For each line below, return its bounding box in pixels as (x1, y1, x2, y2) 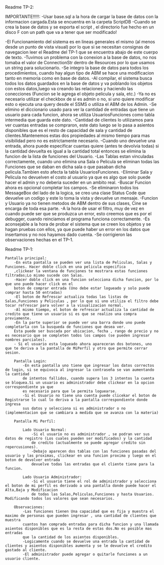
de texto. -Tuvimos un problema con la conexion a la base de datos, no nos (5, 54, 157, 60)
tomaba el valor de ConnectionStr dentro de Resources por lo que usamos (5, 60, 155, 65)
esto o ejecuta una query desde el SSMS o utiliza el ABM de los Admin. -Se (5, 102, 157, 107)
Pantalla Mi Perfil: (14, 419, 56, 424)
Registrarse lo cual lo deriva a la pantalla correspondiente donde (5, 397, 148, 402)
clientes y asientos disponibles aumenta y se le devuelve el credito (5, 543, 152, 548)
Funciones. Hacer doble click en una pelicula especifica (5, 264, 126, 269)
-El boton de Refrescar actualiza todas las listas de (14, 294, 128, 299)
